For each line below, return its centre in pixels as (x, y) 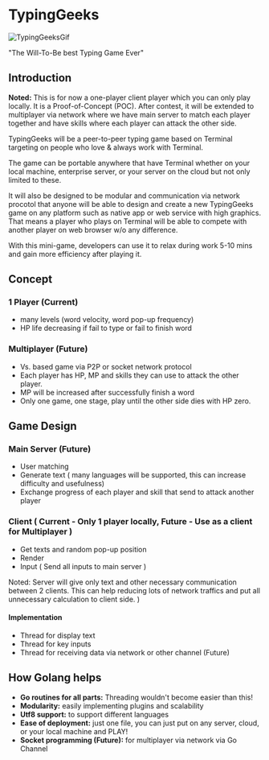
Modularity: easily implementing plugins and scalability (112, 705)
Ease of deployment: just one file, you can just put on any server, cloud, (139, 723)
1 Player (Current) (43, 302)
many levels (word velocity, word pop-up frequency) (107, 320)
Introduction (40, 78)
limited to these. (35, 180)
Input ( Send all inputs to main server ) (83, 566)
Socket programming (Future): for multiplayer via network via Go (128, 740)
